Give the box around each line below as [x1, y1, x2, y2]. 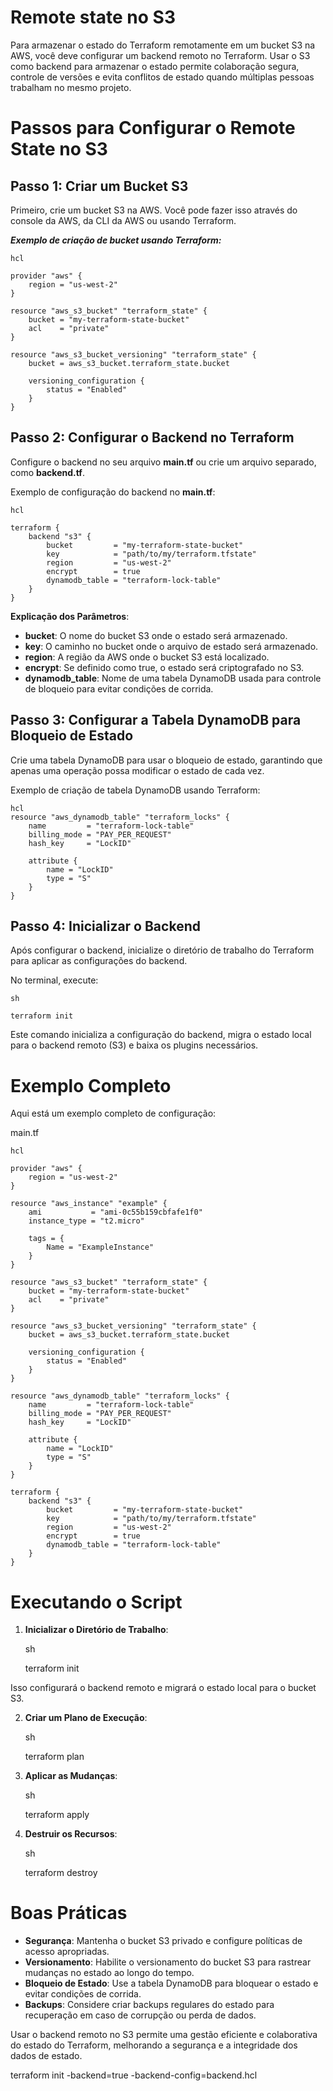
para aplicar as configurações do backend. [10, 955, 188, 967]
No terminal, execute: [10, 974, 99, 986]
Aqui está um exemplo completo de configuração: [10, 1107, 217, 1120]
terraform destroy [24, 1867, 98, 1879]
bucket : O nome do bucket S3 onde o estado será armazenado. [24, 629, 288, 641]
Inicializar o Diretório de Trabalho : [24, 1624, 169, 1636]
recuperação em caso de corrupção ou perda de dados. [24, 2009, 257, 2021]
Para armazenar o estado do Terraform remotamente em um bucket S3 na [10, 39, 316, 51]
